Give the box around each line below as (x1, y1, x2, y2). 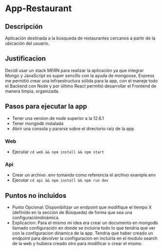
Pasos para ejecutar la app (5, 102, 88, 111)
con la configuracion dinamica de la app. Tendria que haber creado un (12, 230, 153, 236)
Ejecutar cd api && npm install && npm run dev (12, 177, 109, 183)
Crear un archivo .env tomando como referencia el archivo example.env (12, 172, 156, 178)
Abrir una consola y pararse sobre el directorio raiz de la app (12, 125, 134, 132)
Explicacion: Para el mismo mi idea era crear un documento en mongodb (12, 220, 158, 226)
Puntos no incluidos (5, 191, 67, 200)
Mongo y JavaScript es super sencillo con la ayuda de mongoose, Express (5, 73, 155, 78)
